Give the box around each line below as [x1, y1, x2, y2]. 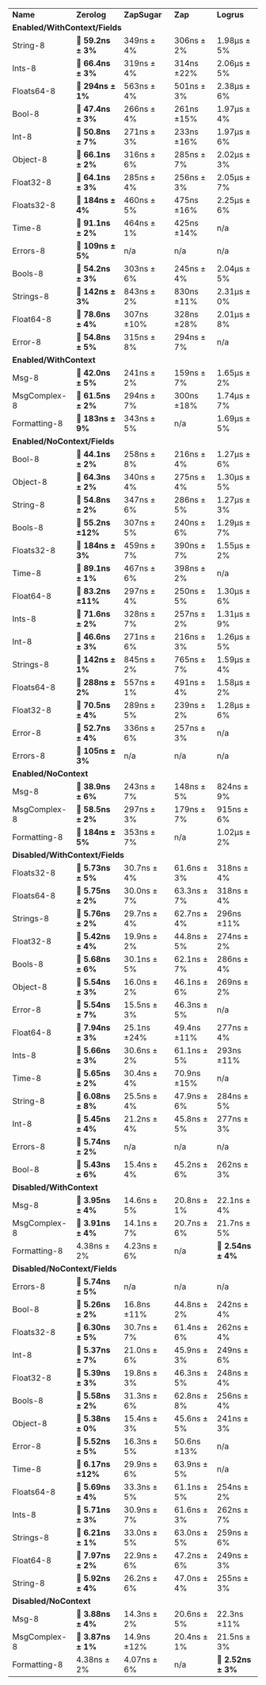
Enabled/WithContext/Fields [12, 22, 122, 33]
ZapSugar [123, 10, 162, 20]
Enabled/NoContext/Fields [12, 436, 115, 447]
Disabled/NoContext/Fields [12, 1264, 117, 1274]
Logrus [216, 10, 244, 20]
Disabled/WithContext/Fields [12, 849, 125, 860]
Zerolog [76, 10, 107, 20]
